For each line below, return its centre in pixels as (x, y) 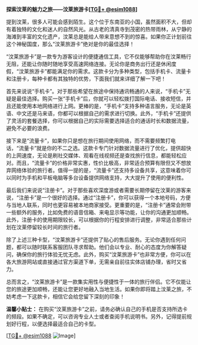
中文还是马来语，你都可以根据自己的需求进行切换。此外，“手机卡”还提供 (104, 113)
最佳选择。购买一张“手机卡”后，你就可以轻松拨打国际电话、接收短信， (101, 99)
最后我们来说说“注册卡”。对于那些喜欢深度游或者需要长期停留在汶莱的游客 (96, 190)
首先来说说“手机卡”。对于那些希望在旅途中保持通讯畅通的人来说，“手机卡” (96, 91)
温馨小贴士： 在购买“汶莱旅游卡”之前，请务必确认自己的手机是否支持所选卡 (97, 309)
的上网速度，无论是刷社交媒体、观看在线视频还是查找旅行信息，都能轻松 (94, 155)
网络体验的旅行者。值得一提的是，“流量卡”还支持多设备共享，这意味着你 (99, 170)
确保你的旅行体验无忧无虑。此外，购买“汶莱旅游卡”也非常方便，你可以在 (104, 254)
